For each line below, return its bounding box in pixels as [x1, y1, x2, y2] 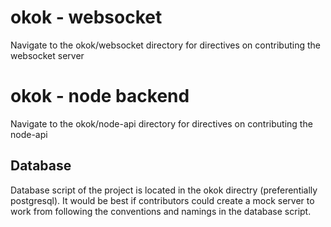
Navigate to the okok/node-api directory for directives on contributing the [10, 117, 313, 130]
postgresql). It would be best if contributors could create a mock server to [10, 194, 315, 206]
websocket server [10, 49, 85, 61]
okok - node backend [10, 85, 190, 108]
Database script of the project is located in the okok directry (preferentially [10, 184, 318, 196]
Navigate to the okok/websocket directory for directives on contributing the [10, 39, 322, 51]
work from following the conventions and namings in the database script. [10, 205, 312, 217]
